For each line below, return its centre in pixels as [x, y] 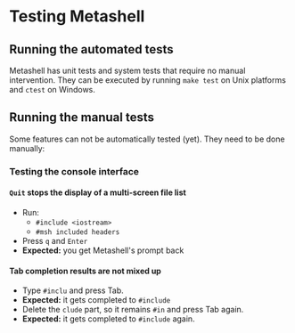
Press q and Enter [55, 240]
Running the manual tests [82, 118]
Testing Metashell [77, 16]
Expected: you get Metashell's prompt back [103, 250]
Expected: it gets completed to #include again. [108, 319]
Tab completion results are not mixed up [86, 271]
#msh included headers [78, 232]
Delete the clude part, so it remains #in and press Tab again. [133, 310]
